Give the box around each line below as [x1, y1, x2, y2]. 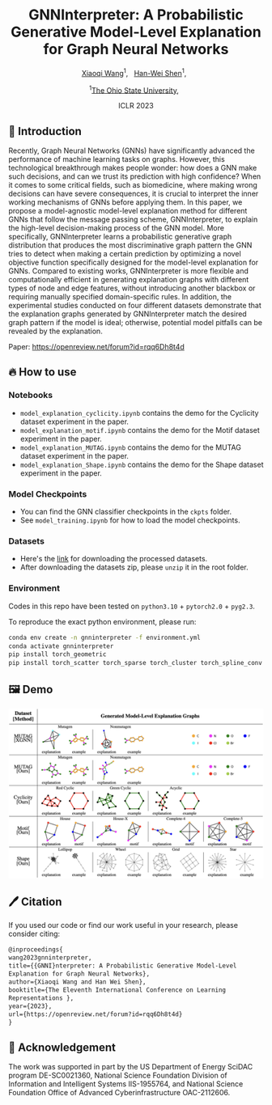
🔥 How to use [8, 366, 77, 379]
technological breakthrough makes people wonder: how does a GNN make [8, 163, 257, 173]
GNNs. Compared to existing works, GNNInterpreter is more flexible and [8, 266, 249, 276]
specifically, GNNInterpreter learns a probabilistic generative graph [8, 232, 232, 242]
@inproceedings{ [8, 946, 63, 954]
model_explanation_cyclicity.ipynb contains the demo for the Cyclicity [19, 408, 259, 417]
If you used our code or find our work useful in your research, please [8, 921, 239, 930]
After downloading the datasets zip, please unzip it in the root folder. [19, 562, 249, 572]
